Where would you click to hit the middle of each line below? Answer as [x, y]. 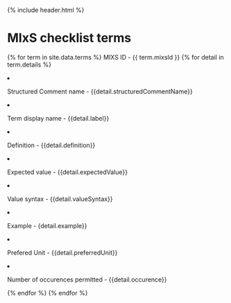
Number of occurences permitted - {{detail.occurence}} [87, 279]
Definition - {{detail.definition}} [51, 145]
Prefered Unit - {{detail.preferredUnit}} [62, 252]
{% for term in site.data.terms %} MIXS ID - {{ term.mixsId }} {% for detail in [115, 57]
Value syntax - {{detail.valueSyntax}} [60, 199]
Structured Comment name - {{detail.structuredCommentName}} [100, 91]
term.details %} [29, 64]
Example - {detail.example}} [48, 225]
